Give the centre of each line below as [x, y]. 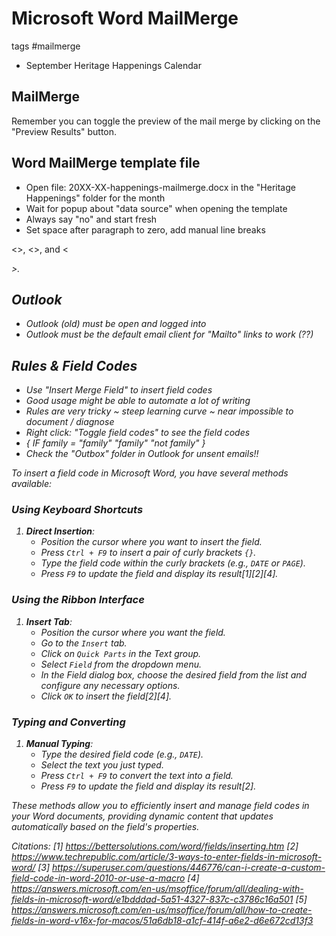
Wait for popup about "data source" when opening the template [156, 208]
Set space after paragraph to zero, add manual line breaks [145, 229]
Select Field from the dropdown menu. [121, 664]
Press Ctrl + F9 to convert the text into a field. [137, 776]
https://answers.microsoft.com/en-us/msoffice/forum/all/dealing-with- [157, 889]
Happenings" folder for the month [95, 198]
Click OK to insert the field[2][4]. [106, 696]
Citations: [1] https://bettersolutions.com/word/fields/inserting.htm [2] [155, 846]
